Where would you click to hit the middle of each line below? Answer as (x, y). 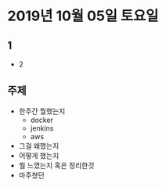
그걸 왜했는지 (39, 146)
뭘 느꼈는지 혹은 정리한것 (56, 165)
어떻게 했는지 (39, 155)
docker (42, 120)
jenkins (42, 128)
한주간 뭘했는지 (42, 111)
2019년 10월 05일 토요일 (83, 16)
